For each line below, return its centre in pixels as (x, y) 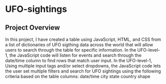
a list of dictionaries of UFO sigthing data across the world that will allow (79, 45)
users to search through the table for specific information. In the (71, 50)
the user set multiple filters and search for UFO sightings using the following (83, 71)
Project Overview (33, 28)
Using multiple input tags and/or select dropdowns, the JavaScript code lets (83, 66)
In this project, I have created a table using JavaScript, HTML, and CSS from (83, 39)
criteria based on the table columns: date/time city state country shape (78, 76)
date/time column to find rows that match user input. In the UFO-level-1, (79, 60)
